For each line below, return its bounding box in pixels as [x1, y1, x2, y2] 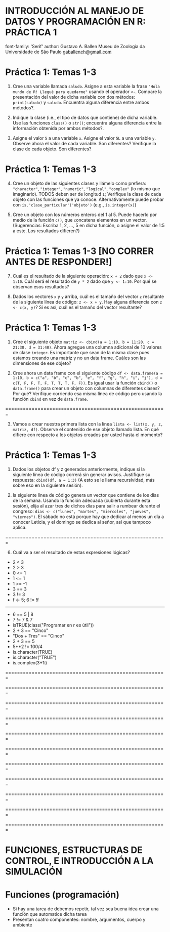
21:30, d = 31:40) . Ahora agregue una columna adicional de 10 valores [12, 344, 162, 350]
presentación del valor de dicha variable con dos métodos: [12, 94, 136, 100]
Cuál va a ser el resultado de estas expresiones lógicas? [12, 549, 130, 555]
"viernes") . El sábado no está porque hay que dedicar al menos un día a [12, 514, 164, 520]
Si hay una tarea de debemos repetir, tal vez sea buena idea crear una [12, 906, 159, 912]
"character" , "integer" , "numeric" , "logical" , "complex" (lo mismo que [12, 185, 160, 192]
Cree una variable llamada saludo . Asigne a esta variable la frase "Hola [12, 83, 160, 89]
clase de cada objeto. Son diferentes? [12, 146, 92, 152]
